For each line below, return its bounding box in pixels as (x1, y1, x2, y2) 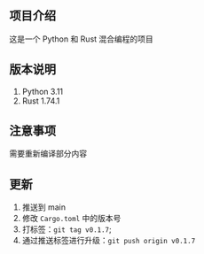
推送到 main (21, 202, 67, 212)
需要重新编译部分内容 (9, 149, 87, 159)
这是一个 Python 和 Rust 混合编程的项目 (9, 34, 153, 44)
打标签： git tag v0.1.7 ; (21, 224, 113, 235)
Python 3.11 (21, 86, 64, 96)
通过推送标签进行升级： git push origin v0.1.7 (21, 235, 196, 246)
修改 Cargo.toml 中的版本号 (21, 213, 122, 224)
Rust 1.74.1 (21, 96, 60, 106)
